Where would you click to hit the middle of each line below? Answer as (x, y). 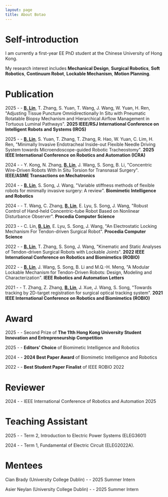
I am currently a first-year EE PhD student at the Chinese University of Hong (84, 53)
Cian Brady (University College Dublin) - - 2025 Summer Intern (70, 480)
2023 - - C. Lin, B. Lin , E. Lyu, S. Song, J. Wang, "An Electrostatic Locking (81, 226)
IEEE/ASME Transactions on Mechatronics (50, 176)
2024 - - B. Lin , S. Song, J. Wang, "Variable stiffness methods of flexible (80, 185)
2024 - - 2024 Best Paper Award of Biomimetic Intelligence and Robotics (81, 357)
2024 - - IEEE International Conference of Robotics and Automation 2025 (81, 401)
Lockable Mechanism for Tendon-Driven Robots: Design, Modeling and (78, 273)
